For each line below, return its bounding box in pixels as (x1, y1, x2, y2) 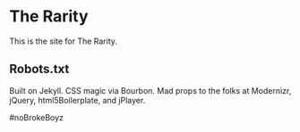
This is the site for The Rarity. (9, 36, 118, 46)
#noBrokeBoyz (9, 111, 64, 122)
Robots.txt (9, 62, 70, 77)
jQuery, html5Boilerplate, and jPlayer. (9, 95, 146, 105)
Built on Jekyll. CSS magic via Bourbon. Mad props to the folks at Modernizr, (9, 85, 292, 95)
